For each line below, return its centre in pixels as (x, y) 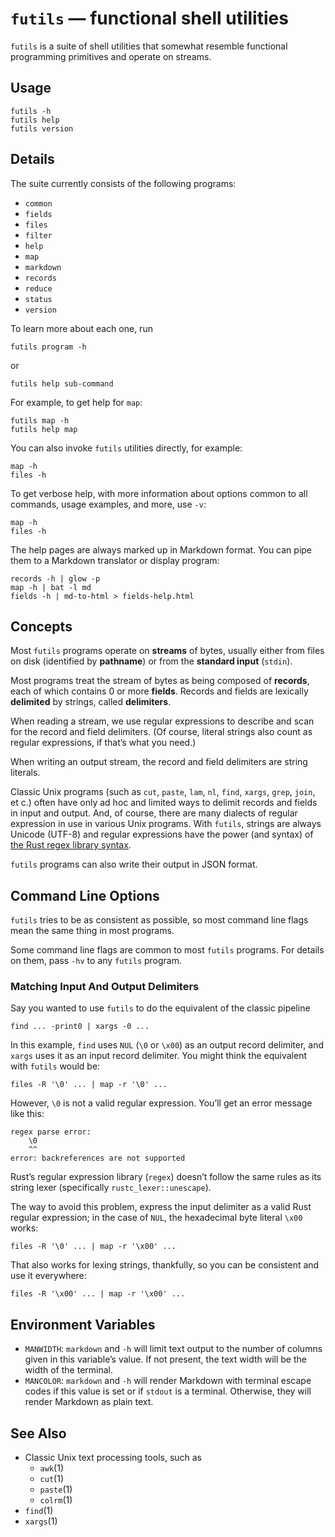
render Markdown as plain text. (89, 1402)
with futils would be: (55, 1066)
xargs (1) (41, 1521)
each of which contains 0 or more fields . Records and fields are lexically (159, 691)
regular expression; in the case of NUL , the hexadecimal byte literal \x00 (156, 1218)
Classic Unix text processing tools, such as (113, 1458)
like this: (27, 1114)
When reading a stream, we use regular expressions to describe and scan (162, 721)
